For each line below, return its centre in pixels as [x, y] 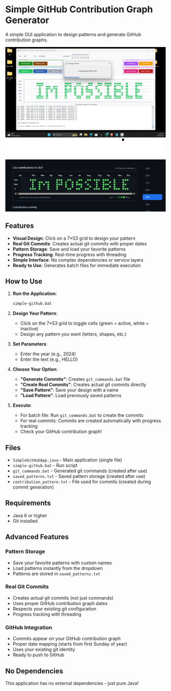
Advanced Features [37, 537]
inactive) [29, 329]
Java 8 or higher [30, 515]
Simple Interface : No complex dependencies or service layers [78, 260]
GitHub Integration [29, 627]
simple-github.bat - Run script [45, 466]
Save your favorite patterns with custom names [62, 563]
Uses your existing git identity [44, 650]
